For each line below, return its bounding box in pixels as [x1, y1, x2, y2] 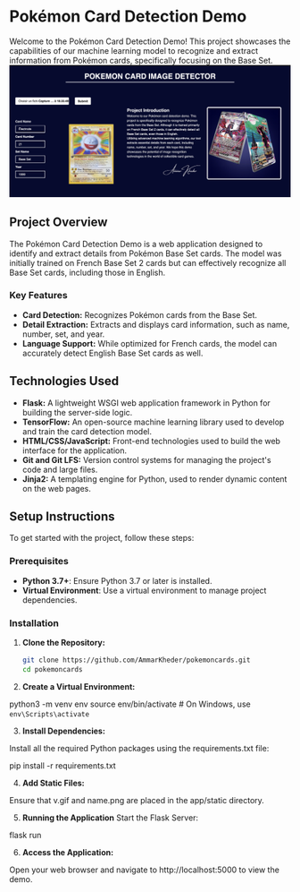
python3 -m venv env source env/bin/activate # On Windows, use [9, 699, 252, 709]
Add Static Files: [21, 777, 85, 788]
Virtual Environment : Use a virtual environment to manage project [21, 585, 267, 596]
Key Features [9, 289, 69, 302]
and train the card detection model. [21, 425, 152, 436]
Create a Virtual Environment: [21, 681, 136, 691]
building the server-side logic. [21, 407, 133, 417]
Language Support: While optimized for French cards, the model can [21, 338, 278, 348]
